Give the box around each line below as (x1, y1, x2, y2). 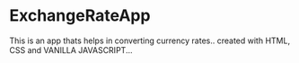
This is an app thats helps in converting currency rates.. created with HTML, (9, 35, 290, 46)
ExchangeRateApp (9, 5, 151, 26)
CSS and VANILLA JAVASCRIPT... (9, 44, 133, 55)
